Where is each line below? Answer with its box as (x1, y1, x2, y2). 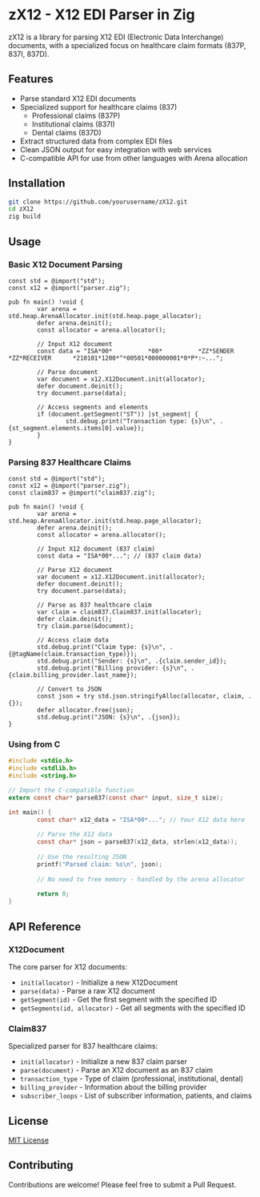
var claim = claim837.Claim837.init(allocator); (37, 608, 202, 616)
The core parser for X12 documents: (8, 961, 128, 971)
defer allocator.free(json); (37, 707, 134, 715)
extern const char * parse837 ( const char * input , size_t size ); (8, 793, 224, 802)
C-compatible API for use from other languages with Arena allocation (19, 153, 248, 163)
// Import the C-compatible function (8, 787, 134, 795)
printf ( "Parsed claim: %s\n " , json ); (37, 860, 162, 869)
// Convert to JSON (37, 685, 102, 694)
